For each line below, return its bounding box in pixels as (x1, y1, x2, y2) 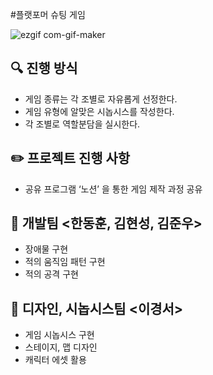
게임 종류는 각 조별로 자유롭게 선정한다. (24, 93, 178, 105)
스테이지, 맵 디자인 (24, 341, 98, 353)
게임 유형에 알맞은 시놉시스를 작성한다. (24, 105, 175, 117)
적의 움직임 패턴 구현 (24, 256, 106, 268)
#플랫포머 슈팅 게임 (10, 9, 86, 20)
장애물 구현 (24, 243, 69, 255)
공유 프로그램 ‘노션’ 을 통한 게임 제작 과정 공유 (24, 183, 203, 195)
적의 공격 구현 (24, 268, 79, 280)
